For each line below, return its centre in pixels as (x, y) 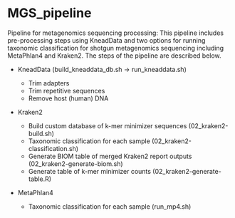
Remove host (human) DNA (68, 98)
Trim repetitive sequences (67, 90)
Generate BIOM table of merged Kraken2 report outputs (110, 156)
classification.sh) (53, 148)
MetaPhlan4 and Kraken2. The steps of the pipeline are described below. (115, 56)
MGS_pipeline (49, 13)
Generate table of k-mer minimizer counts (90, 171)
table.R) (40, 179)
